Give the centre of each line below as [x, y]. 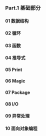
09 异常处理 [17, 116]
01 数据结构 [17, 20]
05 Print [14, 69]
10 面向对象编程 [21, 128]
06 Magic [15, 81]
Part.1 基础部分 [23, 7]
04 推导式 [15, 58]
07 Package [18, 92]
